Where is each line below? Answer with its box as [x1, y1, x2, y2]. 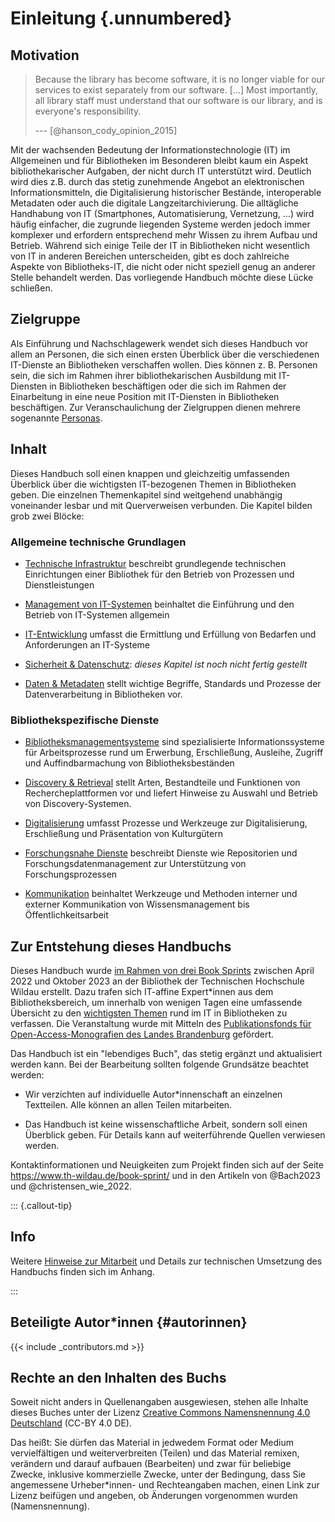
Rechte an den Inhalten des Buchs [10, 1370, 227, 1387]
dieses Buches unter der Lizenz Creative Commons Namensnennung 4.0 [10, 1407, 311, 1419]
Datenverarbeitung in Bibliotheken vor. [24, 688, 183, 700]
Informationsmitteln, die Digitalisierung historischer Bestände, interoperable [10, 187, 322, 198]
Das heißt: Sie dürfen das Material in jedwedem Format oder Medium [10, 1437, 295, 1449]
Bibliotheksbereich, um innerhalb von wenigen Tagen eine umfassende [10, 997, 303, 1009]
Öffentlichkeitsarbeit [24, 909, 109, 921]
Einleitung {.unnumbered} [10, 7, 233, 30]
